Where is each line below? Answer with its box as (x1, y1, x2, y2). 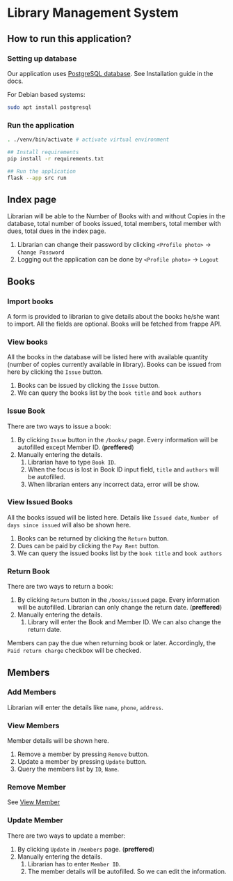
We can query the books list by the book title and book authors (17, 389, 202, 397)
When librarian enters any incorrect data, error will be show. (27, 480, 200, 488)
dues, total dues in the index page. (7, 227, 106, 235)
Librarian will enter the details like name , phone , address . (7, 703, 163, 711)
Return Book (7, 566, 50, 576)
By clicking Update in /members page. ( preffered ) (17, 845, 155, 853)
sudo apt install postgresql (7, 103, 92, 111)
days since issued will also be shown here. (7, 520, 131, 529)
